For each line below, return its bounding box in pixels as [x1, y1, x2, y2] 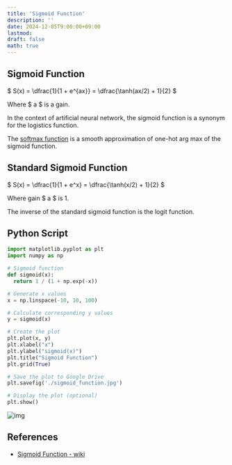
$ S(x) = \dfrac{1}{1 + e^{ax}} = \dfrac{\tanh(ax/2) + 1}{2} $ [7, 86, 177, 95]
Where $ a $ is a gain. [7, 100, 70, 108]
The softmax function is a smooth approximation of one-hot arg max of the [7, 134, 221, 142]
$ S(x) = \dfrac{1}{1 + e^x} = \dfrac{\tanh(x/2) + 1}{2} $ [7, 180, 165, 188]
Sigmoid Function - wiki [17, 450, 85, 458]
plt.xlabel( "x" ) [7, 341, 54, 348]
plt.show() [7, 399, 39, 406]
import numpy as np [7, 252, 64, 259]
